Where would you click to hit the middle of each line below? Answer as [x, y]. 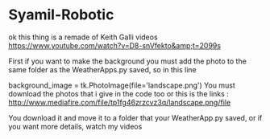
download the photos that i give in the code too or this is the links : [119, 93]
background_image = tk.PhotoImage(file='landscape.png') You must [122, 85]
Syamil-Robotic [61, 15]
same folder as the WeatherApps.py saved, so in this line [103, 69]
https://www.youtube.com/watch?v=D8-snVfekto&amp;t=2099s [115, 45]
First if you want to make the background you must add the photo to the [128, 61]
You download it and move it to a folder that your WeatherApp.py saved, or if [135, 117]
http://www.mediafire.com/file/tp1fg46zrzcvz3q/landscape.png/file [120, 102]
